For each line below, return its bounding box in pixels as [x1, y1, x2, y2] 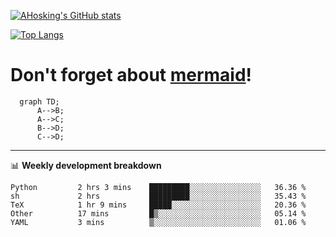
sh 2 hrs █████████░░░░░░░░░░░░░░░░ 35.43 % [10, 191, 307, 201]
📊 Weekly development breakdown [10, 159, 162, 171]
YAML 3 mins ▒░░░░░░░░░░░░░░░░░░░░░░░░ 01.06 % [10, 217, 307, 227]
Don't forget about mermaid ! [10, 64, 253, 87]
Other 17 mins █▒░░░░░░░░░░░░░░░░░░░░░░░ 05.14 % [10, 208, 307, 219]
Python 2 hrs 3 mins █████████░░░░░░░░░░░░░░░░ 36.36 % [10, 182, 307, 192]
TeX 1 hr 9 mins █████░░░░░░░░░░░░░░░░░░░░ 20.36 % [10, 200, 307, 210]
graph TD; [19, 96, 60, 107]
